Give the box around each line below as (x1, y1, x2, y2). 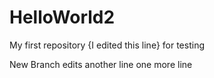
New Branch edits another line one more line (9, 58, 193, 70)
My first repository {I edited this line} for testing (9, 39, 205, 51)
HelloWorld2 (9, 6, 116, 29)
